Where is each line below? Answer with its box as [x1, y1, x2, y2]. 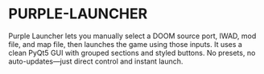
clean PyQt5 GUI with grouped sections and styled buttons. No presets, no [8, 48, 256, 57]
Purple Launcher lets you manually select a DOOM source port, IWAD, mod [8, 31, 257, 41]
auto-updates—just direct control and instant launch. [8, 56, 184, 66]
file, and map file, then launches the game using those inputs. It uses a [8, 39, 243, 49]
